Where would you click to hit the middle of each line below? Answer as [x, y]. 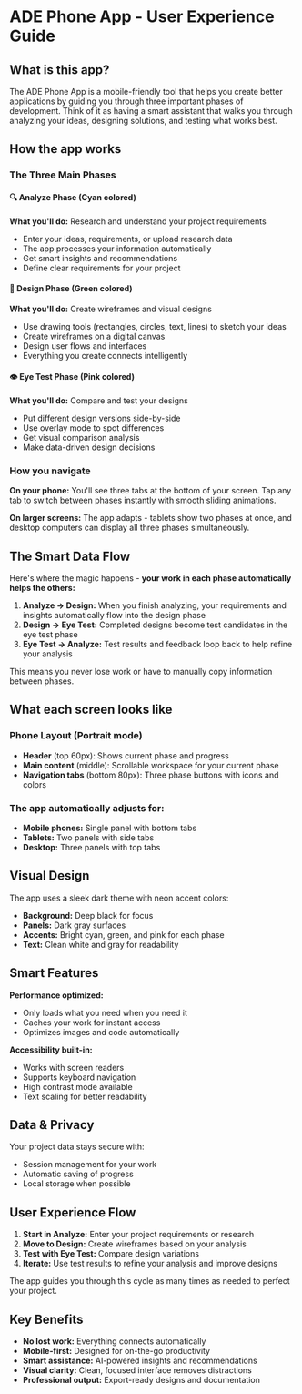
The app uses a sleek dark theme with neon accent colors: [119, 898]
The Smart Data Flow [70, 556]
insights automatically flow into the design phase [114, 616]
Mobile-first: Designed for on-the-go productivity [116, 1351]
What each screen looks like [91, 710]
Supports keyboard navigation [79, 1077]
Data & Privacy [52, 1125]
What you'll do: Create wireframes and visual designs [111, 309]
